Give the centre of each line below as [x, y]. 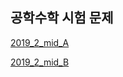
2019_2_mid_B [40, 62]
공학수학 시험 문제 [62, 18]
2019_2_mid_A [40, 42]
